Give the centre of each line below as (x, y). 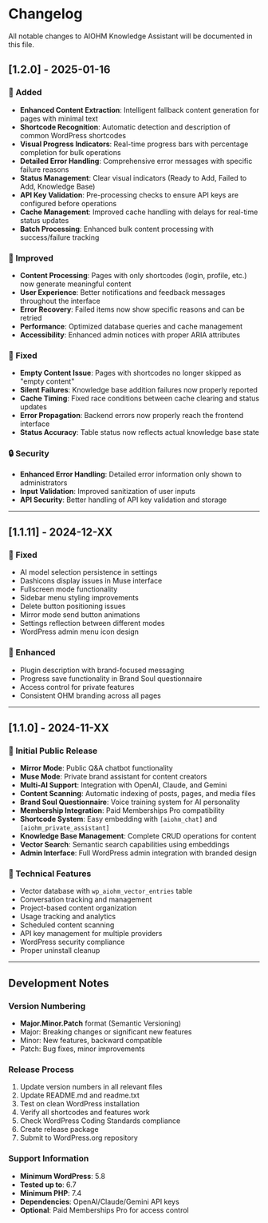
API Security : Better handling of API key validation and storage (123, 500)
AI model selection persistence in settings (89, 572)
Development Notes (59, 983)
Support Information (49, 1158)
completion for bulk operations (70, 152)
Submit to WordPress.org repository (79, 1138)
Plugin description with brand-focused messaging (102, 670)
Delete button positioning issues (73, 606)
